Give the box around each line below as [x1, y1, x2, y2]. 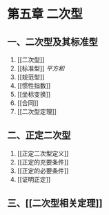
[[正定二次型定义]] [17, 149, 69, 158]
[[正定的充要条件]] [17, 158, 69, 166]
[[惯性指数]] [17, 82, 51, 90]
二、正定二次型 [7, 129, 71, 142]
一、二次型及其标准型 [7, 36, 98, 48]
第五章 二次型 [7, 6, 83, 22]
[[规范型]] [17, 73, 45, 81]
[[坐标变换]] [17, 91, 51, 98]
